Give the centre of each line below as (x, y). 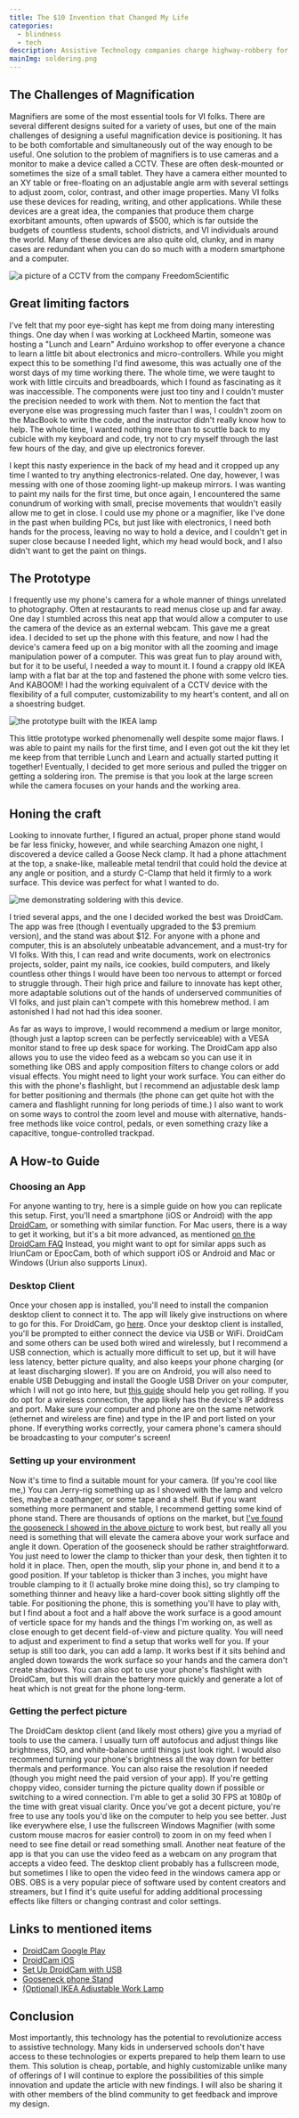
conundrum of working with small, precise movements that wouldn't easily (145, 503)
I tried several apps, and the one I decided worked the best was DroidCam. (146, 917)
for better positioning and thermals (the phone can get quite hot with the (141, 1096)
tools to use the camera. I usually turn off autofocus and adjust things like (144, 1740)
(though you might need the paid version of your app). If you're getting (139, 1778)
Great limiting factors (69, 304)
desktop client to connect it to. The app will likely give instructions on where (149, 1315)
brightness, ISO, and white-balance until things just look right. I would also (145, 1749)
